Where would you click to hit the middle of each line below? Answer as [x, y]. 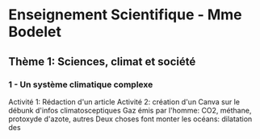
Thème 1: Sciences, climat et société [102, 61]
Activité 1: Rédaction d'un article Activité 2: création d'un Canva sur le [124, 101]
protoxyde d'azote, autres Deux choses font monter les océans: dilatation [130, 119]
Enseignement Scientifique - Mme [125, 15]
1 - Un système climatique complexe [81, 84]
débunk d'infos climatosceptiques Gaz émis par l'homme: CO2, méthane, [130, 110]
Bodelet [35, 32]
